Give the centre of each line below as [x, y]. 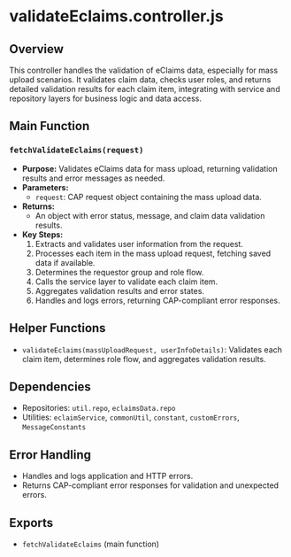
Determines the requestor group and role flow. [119, 272]
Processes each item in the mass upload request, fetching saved [153, 253]
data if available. [65, 262]
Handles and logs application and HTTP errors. [107, 476]
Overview [37, 49]
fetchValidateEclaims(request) [77, 151]
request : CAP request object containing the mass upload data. [149, 197]
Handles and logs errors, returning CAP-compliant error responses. [157, 300]
